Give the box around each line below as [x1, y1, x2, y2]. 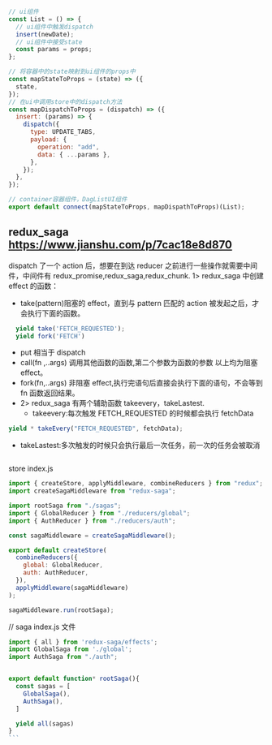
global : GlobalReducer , [23, 561, 104, 570]
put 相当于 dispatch [19, 347, 86, 357]
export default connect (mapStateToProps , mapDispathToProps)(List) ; [8, 203, 245, 211]
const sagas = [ [15, 683, 71, 691]
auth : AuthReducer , [23, 569, 89, 577]
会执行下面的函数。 [19, 308, 85, 318]
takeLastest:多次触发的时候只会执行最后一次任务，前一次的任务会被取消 [19, 441, 261, 450]
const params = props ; [15, 45, 93, 54]
